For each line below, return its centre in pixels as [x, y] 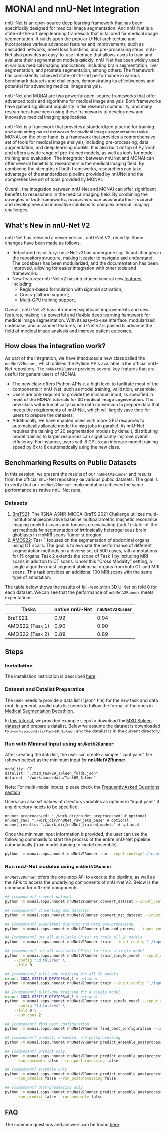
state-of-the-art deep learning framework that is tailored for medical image [82, 33]
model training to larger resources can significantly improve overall [80, 436]
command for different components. [42, 888]
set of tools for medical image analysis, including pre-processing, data [77, 142]
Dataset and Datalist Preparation [45, 689]
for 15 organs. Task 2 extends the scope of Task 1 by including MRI [80, 556]
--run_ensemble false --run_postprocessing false [66, 1061]
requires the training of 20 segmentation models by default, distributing [85, 431]
